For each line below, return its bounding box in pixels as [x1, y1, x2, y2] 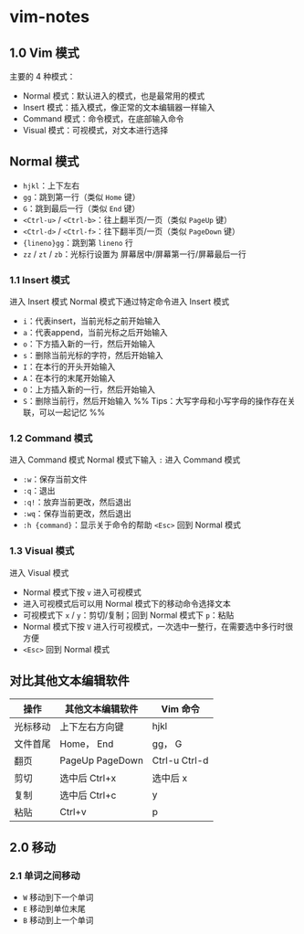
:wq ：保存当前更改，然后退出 [22, 508, 132, 519]
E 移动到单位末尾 [22, 903, 86, 915]
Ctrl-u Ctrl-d [152, 754, 209, 767]
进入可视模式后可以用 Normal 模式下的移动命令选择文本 [22, 598, 231, 609]
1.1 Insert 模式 [9, 273, 70, 286]
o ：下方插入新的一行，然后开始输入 [22, 338, 155, 349]
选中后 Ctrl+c [59, 789, 117, 801]
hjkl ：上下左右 [22, 180, 80, 191]
